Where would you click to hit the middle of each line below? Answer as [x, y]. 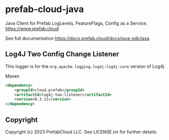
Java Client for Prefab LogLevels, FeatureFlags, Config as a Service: [76, 23]
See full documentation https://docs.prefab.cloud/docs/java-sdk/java [77, 38]
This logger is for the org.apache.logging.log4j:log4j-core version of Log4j [85, 66]
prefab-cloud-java [45, 9]
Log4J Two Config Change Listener [62, 54]
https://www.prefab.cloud [32, 28]
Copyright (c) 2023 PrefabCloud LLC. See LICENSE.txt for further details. [81, 131]
